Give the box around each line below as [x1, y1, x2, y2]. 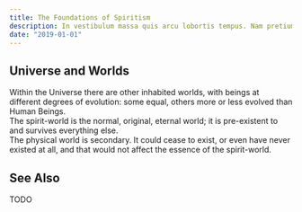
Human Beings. [9, 106, 67, 117]
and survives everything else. [9, 125, 119, 136]
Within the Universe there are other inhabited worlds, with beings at [9, 87, 260, 98]
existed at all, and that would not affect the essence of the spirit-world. [9, 145, 272, 155]
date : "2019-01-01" [9, 30, 83, 39]
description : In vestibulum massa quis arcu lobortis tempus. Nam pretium [9, 22, 296, 31]
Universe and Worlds [9, 63, 130, 78]
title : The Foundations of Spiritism [9, 13, 151, 22]
